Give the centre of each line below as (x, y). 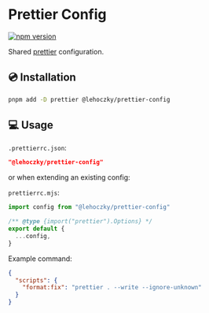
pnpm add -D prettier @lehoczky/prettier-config (89, 99)
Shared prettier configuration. (56, 51)
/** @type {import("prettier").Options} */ (81, 222)
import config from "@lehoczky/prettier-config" (89, 207)
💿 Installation (42, 78)
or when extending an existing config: (70, 177)
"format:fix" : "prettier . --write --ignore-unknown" (112, 288)
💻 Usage (31, 125)
